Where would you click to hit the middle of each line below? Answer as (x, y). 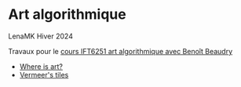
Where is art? (41, 66)
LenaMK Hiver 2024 (40, 36)
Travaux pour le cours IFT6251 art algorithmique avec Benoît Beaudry (120, 51)
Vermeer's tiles (44, 74)
